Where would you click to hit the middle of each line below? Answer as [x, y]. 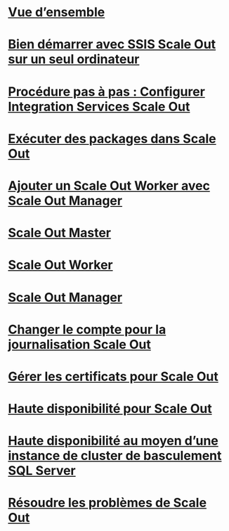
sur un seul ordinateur [74, 59]
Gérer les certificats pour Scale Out [113, 376]
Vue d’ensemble [57, 12]
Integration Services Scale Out [99, 107]
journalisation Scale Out [80, 344]
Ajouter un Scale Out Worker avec [109, 185]
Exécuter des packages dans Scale [112, 139]
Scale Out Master [60, 233]
